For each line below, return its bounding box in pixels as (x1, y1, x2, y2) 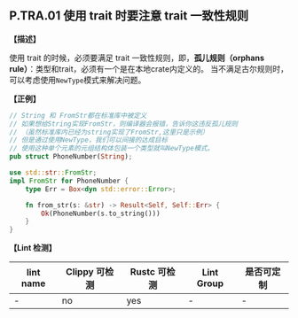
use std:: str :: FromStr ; (9, 168, 98, 177)
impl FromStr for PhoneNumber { (9, 176, 129, 185)
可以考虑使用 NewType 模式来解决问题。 (9, 74, 146, 85)
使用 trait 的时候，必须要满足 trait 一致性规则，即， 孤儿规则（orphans (9, 52, 264, 63)
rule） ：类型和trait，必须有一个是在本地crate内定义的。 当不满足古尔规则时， (9, 63, 288, 74)
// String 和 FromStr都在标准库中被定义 (9, 111, 147, 120)
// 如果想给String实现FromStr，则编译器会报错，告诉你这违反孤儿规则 (9, 119, 238, 128)
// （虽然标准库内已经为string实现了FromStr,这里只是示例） (9, 128, 209, 136)
